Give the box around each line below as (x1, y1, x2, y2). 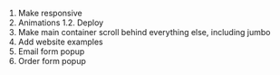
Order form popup (17, 56, 86, 66)
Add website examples (17, 36, 103, 47)
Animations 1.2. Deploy (17, 17, 104, 28)
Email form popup (17, 46, 85, 57)
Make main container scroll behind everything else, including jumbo (17, 27, 271, 37)
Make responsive (17, 8, 83, 18)
